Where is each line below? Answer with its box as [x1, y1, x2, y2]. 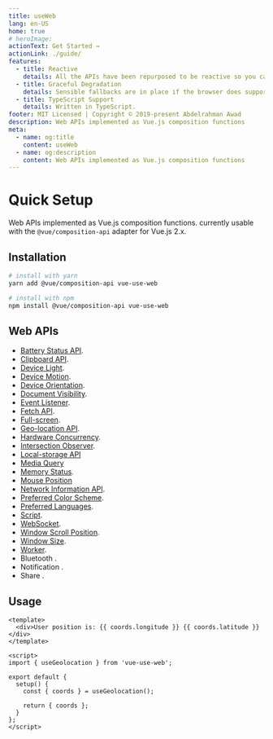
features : [8, 58, 42, 66]
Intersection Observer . [19, 441, 96, 451]
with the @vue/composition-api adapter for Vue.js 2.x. [8, 227, 187, 236]
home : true [8, 27, 45, 35]
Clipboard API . [19, 354, 69, 364]
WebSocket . [19, 519, 62, 529]
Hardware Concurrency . [19, 433, 102, 442]
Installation [8, 250, 67, 264]
